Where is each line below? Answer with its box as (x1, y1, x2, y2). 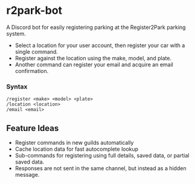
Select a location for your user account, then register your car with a (14, 42, 185, 49)
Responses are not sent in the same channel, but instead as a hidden (14, 165, 187, 172)
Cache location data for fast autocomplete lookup (14, 145, 139, 153)
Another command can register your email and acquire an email (14, 61, 173, 68)
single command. (14, 48, 59, 55)
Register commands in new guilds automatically (14, 139, 134, 147)
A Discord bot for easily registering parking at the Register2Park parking (6, 24, 186, 31)
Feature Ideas (6, 123, 59, 133)
